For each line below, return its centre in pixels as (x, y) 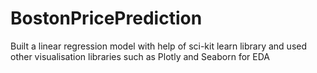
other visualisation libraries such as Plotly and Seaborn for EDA (140, 56)
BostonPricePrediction (106, 18)
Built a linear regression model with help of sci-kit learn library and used (159, 46)
